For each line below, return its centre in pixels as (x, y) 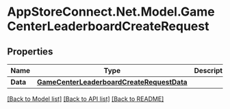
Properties (30, 51)
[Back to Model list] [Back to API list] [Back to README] (86, 99)
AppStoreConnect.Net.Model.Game (111, 12)
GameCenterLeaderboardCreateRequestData (112, 82)
